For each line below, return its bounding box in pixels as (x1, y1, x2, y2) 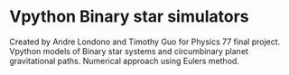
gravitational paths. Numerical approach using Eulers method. (9, 55, 239, 66)
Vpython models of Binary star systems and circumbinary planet (9, 45, 248, 56)
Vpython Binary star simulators (9, 6, 249, 27)
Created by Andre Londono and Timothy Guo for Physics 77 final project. (9, 36, 281, 47)
